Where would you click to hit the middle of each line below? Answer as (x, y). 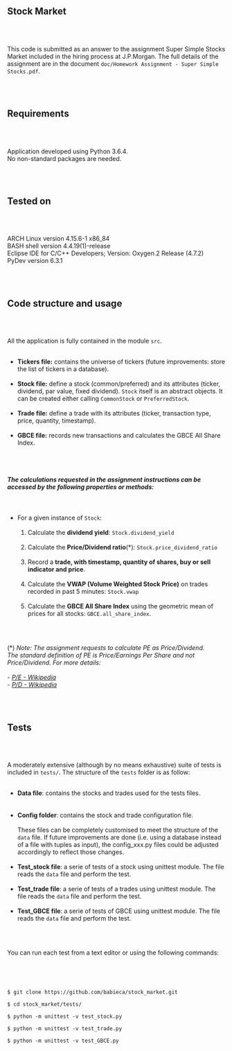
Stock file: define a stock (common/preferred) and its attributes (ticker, (118, 384)
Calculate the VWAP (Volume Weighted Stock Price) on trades (118, 584)
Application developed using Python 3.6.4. (68, 151)
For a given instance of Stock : (60, 518)
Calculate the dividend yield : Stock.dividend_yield (101, 533)
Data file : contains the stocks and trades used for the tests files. (109, 793)
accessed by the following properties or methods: (81, 487)
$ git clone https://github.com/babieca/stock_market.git (92, 992)
